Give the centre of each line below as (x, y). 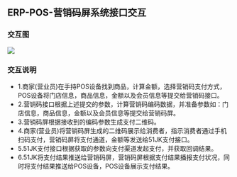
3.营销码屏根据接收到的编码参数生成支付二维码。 (89, 122)
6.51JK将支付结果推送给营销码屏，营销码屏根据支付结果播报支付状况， (121, 157)
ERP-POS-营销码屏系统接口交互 (77, 13)
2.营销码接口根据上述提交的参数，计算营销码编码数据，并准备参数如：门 (123, 104)
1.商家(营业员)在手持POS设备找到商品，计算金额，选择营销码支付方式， (122, 86)
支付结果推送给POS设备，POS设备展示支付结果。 (102, 166)
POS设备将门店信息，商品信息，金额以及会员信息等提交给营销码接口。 (120, 95)
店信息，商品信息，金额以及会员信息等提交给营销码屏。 (98, 113)
